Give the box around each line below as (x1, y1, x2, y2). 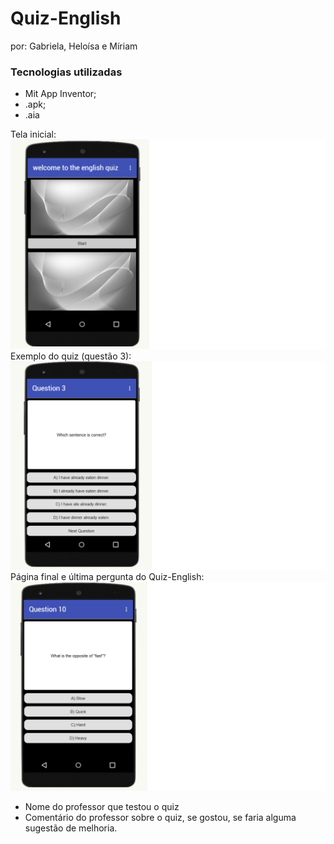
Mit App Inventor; (24, 88, 97, 100)
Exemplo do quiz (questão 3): (10, 350, 132, 362)
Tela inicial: (10, 128, 57, 141)
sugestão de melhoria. (24, 822, 118, 834)
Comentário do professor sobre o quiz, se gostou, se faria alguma (24, 812, 297, 824)
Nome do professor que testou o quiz (24, 801, 180, 813)
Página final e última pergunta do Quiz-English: (10, 570, 205, 582)
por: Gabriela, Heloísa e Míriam (10, 40, 138, 52)
